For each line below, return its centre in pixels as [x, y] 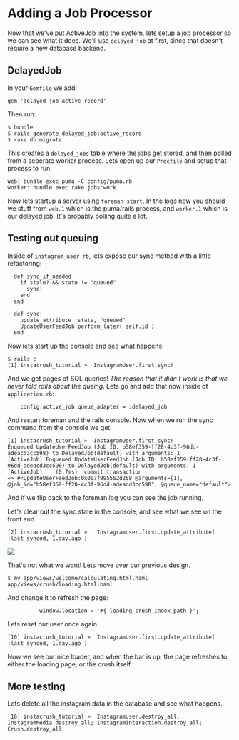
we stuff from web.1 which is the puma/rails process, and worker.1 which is [118, 208]
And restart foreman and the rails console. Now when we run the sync [110, 420]
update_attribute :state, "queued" [73, 320]
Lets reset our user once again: [53, 624]
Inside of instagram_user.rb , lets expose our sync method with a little [110, 256]
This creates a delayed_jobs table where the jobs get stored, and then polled [119, 153]
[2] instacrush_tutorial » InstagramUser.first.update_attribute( [111, 532]
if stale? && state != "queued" [68, 282]
